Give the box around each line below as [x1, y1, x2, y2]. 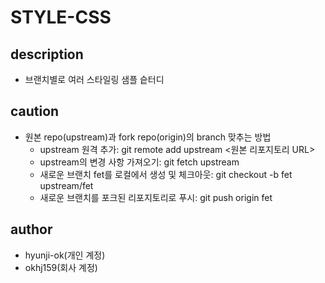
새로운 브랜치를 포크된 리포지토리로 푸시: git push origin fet [39, 191, 273, 203]
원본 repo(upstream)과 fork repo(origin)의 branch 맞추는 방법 [24, 131, 272, 143]
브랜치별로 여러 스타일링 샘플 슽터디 [24, 74, 165, 85]
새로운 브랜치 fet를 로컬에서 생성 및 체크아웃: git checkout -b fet [39, 168, 293, 180]
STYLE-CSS [10, 6, 112, 29]
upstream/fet [39, 179, 94, 191]
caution [10, 103, 60, 120]
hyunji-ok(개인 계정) [24, 249, 106, 261]
